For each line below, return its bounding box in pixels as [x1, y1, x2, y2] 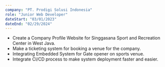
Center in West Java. [12, 40, 56, 46]
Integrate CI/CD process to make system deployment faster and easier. [12, 56, 159, 62]
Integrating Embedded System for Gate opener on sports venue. [12, 51, 145, 57]
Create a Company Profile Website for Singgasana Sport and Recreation [12, 35, 161, 41]
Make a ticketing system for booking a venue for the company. [12, 45, 141, 51]
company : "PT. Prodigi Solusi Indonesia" [5, 7, 93, 12]
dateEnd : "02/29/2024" [5, 21, 52, 26]
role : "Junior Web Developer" [5, 12, 68, 17]
